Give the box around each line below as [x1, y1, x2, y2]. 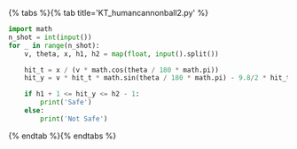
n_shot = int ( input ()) [8, 33, 92, 42]
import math [8, 25, 52, 34]
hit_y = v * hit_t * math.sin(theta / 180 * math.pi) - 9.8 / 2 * [24, 74, 267, 82]
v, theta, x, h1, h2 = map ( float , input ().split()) [24, 49, 219, 59]
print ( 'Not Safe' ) [40, 114, 108, 123]
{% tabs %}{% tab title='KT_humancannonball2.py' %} [8, 8, 209, 18]
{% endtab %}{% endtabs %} [8, 130, 117, 141]
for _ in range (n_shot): [8, 41, 100, 50]
